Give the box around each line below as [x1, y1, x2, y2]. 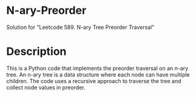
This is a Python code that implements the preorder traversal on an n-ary [6, 64, 189, 72]
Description [6, 45, 67, 58]
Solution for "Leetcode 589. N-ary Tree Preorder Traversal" [6, 23, 155, 31]
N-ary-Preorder [6, 4, 87, 17]
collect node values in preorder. [6, 84, 86, 91]
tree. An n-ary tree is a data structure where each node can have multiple [6, 70, 190, 78]
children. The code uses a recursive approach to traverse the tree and [6, 77, 181, 84]
